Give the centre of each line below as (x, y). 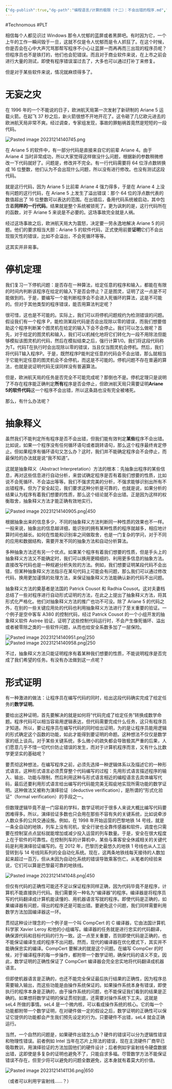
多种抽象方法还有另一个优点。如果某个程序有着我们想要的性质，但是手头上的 (86, 552)
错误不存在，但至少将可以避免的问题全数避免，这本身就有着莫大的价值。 (81, 1060)
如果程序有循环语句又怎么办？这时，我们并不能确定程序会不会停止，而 (93, 452)
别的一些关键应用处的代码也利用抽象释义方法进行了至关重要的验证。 (90, 608)
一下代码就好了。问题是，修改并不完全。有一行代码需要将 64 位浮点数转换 (88, 163)
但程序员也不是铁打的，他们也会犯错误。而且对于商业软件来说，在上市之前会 (86, 54)
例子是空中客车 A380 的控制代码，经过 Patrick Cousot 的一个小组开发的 (85, 614)
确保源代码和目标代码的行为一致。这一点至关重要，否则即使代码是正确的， (84, 936)
